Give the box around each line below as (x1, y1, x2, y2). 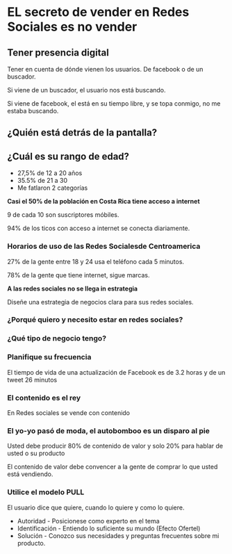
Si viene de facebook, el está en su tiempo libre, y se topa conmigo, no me (7, 99, 221, 108)
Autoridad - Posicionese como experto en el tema (17, 516, 160, 525)
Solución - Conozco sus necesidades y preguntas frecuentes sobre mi (17, 531, 219, 539)
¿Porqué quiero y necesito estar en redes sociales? (7, 315, 183, 325)
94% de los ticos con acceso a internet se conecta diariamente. (7, 224, 190, 233)
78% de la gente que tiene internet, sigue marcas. (7, 270, 151, 279)
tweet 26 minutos (7, 375, 58, 384)
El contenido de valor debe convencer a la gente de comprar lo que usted (7, 463, 218, 471)
